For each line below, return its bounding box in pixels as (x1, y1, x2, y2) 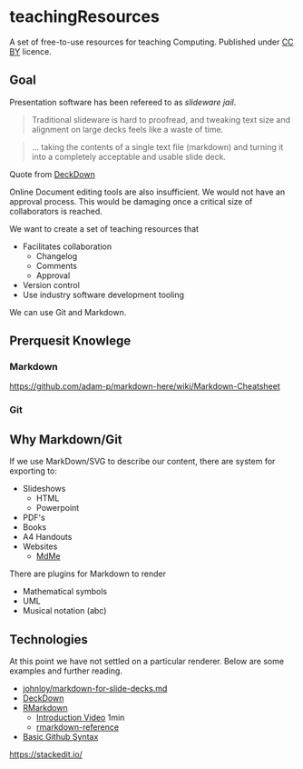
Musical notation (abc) (22, 605, 107, 616)
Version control (22, 279, 80, 290)
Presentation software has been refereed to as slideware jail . (9, 96, 237, 107)
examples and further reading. (9, 665, 122, 676)
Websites (22, 541, 58, 552)
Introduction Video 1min (35, 712, 125, 723)
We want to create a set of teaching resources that (9, 223, 200, 234)
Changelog (35, 250, 78, 261)
